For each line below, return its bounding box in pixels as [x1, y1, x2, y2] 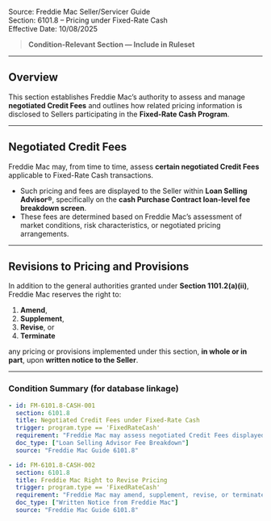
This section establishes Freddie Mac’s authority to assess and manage [8, 92, 246, 102]
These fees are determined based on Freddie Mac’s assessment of [19, 212, 242, 221]
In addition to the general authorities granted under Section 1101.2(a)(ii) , [8, 281, 249, 291]
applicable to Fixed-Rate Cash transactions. [8, 170, 154, 180]
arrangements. [19, 229, 69, 238]
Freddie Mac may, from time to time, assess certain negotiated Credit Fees [8, 162, 260, 171]
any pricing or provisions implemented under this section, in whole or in [8, 347, 248, 356]
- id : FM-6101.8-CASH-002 [8, 460, 95, 469]
